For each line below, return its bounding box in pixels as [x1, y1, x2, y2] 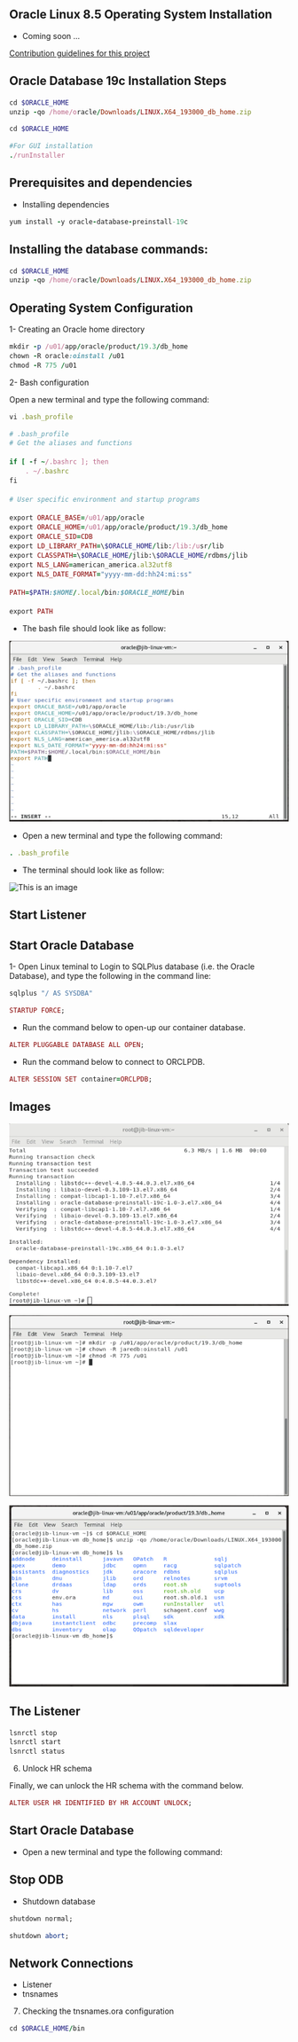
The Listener [9, 1704, 82, 1719]
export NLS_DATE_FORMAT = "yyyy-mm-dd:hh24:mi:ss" [9, 569, 192, 579]
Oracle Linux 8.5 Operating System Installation [9, 7, 273, 22]
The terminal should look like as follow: [21, 865, 165, 876]
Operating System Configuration [9, 301, 193, 316]
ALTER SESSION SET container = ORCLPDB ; [9, 1075, 153, 1084]
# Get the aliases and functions [9, 439, 133, 448]
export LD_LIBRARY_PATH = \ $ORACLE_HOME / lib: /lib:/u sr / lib [9, 542, 224, 551]
